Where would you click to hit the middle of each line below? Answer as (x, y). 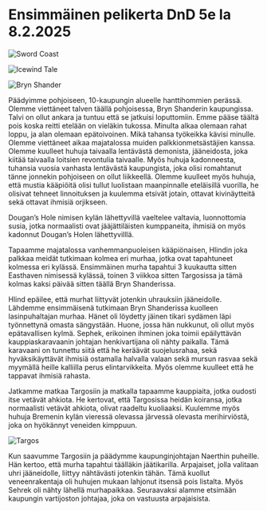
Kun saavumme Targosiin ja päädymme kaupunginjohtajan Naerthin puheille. (134, 456)
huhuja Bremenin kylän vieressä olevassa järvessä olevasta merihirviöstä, (129, 416)
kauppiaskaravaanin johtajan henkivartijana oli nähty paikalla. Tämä (119, 342)
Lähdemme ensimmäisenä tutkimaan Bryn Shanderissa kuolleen (113, 307)
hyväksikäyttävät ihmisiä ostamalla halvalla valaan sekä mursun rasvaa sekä (133, 358)
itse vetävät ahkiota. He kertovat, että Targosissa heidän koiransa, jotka (125, 399)
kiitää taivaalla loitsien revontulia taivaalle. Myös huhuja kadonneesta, (122, 159)
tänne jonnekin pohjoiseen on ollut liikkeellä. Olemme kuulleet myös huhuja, (132, 176)
